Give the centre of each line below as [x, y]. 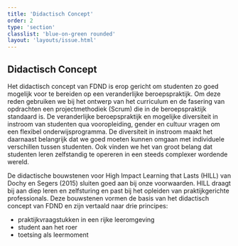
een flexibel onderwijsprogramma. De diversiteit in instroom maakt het [110, 132]
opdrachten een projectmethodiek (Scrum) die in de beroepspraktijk [107, 109]
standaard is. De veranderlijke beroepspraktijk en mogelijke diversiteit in [113, 116]
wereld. [18, 161]
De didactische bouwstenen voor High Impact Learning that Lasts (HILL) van [119, 176]
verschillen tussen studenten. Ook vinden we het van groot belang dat [110, 146]
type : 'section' [31, 27]
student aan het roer [48, 227]
